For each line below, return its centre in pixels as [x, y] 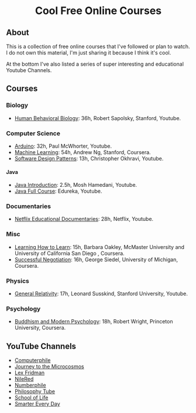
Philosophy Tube [35, 391]
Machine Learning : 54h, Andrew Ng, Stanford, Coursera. [82, 152]
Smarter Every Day [37, 404]
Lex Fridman [30, 373]
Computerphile [32, 360]
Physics [18, 281]
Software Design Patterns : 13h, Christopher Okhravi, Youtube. [89, 158]
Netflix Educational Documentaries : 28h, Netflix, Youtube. [84, 219]
